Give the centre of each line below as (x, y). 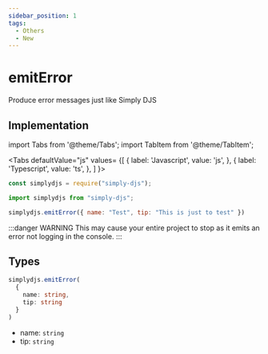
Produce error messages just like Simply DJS (83, 100)
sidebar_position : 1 (43, 16)
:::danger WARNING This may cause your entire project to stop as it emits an (134, 228)
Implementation (49, 125)
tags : (17, 23)
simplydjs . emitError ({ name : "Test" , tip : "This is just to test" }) (127, 212)
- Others (30, 31)
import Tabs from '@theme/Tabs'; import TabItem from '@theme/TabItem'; (131, 144)
